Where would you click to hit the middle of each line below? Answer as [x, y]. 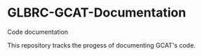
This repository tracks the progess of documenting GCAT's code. [102, 45]
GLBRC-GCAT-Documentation [97, 13]
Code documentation [38, 32]
